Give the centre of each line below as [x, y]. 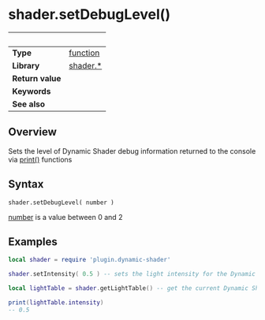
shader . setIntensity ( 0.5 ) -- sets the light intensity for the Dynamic [132, 274]
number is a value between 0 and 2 [65, 217]
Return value [37, 78]
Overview [33, 132]
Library [26, 65]
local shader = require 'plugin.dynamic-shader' [90, 260]
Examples [33, 242]
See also [29, 104]
